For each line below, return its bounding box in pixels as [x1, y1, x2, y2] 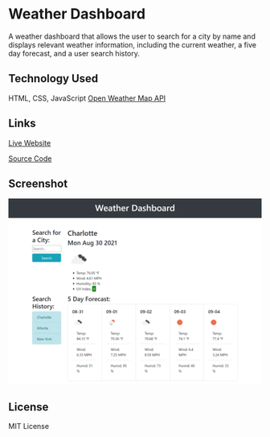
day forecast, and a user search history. [8, 48, 141, 58]
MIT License [8, 422, 50, 431]
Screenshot [8, 176, 68, 190]
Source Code [8, 154, 52, 163]
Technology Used [8, 72, 99, 85]
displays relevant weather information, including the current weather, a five [8, 39, 257, 49]
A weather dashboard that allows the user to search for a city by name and [8, 31, 256, 41]
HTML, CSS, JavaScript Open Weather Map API [8, 93, 166, 103]
